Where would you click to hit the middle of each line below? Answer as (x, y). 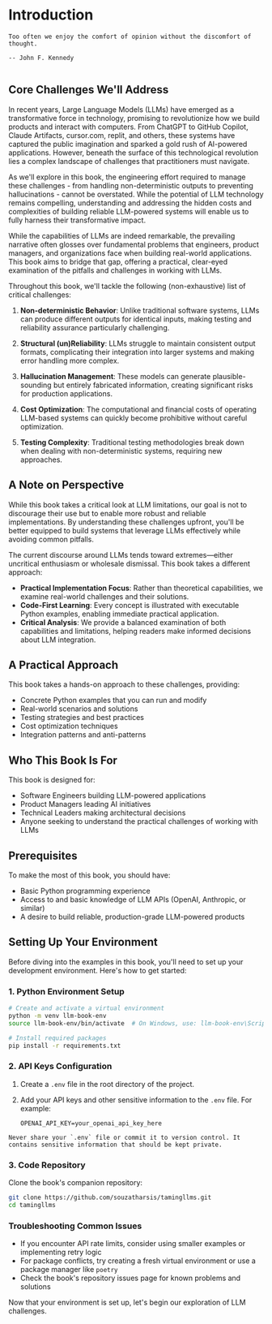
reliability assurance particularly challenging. (95, 327)
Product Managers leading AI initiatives (85, 804)
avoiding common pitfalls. (51, 539)
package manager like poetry (69, 1270)
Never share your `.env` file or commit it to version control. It (125, 1137)
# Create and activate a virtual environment (86, 1008)
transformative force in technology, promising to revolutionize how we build (134, 118)
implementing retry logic (61, 1253)
